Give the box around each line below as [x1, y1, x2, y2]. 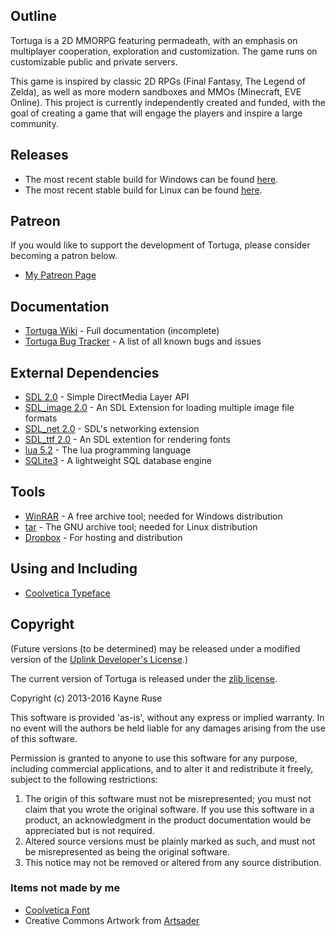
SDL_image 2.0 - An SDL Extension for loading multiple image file [24, 402, 295, 414]
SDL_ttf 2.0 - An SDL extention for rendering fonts [24, 434, 231, 446]
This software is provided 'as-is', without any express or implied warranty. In [10, 711, 325, 723]
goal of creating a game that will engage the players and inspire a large [10, 107, 303, 119]
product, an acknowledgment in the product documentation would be [24, 814, 312, 826]
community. [10, 117, 59, 129]
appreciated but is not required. [24, 824, 155, 836]
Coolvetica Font [24, 904, 90, 916]
